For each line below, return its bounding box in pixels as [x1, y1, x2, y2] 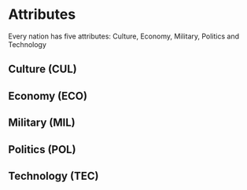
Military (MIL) [8, 116, 76, 130]
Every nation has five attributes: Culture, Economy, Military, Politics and [8, 31, 240, 41]
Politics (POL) [8, 143, 76, 156]
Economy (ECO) [8, 89, 88, 103]
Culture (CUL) [8, 63, 77, 76]
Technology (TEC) [8, 169, 99, 182]
